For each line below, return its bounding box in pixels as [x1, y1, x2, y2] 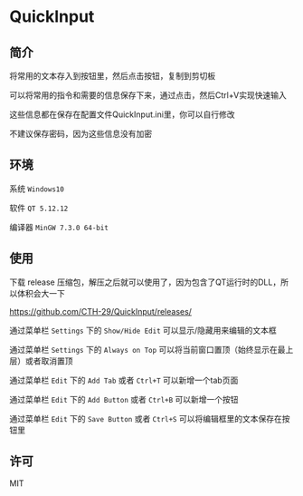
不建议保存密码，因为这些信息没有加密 [9, 129, 152, 139]
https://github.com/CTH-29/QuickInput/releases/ [9, 306, 193, 316]
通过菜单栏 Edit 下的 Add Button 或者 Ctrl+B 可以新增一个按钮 [9, 394, 239, 404]
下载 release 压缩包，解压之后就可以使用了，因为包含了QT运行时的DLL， [9, 277, 281, 287]
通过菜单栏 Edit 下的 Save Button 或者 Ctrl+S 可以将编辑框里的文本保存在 [9, 413, 282, 423]
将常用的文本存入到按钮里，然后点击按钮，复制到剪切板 [9, 71, 215, 81]
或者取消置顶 [24, 355, 73, 366]
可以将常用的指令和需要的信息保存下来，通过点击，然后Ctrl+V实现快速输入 [9, 90, 287, 101]
